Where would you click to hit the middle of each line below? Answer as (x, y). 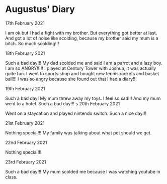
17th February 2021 (25, 23)
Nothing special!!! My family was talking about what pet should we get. (78, 133)
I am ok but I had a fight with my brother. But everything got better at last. (81, 33)
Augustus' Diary (40, 9)
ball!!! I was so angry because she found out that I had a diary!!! (71, 79)
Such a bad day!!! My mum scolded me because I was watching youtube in (83, 171)
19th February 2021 (25, 88)
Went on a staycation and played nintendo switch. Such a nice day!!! (76, 113)
